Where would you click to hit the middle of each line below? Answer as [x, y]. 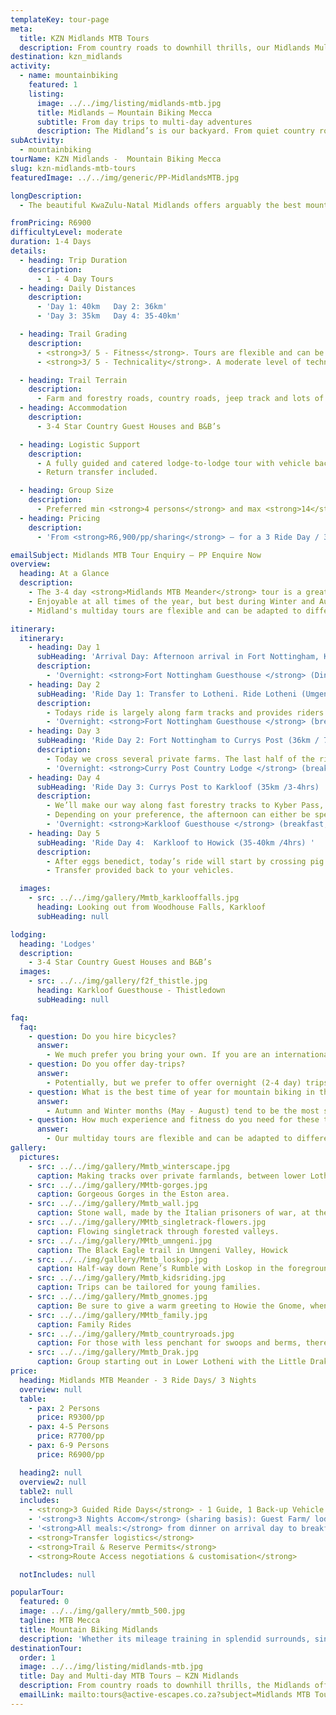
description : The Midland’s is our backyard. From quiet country [175, 131]
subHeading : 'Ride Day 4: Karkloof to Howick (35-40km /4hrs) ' [175, 842]
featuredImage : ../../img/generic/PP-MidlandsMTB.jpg [125, 177]
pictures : [39, 1157]
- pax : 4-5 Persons [69, 1427]
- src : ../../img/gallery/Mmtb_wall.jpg [113, 1204]
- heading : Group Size [66, 491]
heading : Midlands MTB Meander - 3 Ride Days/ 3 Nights [138, 1380]
